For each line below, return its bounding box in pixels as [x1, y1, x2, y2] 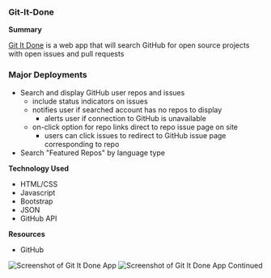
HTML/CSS [19, 179, 58, 188]
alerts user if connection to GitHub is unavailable [44, 113, 207, 123]
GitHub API [19, 213, 57, 223]
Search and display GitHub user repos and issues [19, 87, 185, 97]
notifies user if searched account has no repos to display [32, 104, 222, 115]
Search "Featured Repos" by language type [19, 148, 166, 158]
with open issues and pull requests [8, 49, 125, 59]
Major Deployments [8, 69, 87, 81]
